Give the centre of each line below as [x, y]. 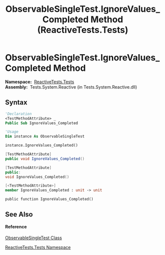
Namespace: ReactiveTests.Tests [40, 82]
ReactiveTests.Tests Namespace [38, 247]
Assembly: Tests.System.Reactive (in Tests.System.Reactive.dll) [71, 87]
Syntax [16, 103]
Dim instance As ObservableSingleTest [45, 136]
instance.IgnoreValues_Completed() [42, 145]
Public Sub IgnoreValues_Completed [42, 123]
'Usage [12, 132]
